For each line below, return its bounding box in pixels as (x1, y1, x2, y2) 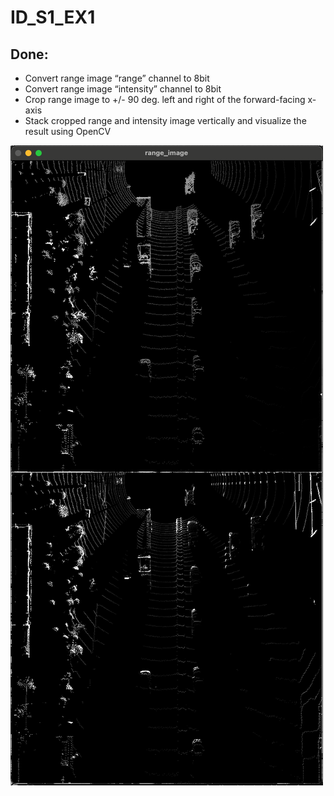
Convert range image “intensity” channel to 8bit (24, 83, 222, 95)
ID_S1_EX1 (10, 6, 96, 29)
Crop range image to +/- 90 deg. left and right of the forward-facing (24, 94, 306, 105)
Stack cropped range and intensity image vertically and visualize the (24, 115, 307, 126)
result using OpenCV (24, 126, 112, 137)
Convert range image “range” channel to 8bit (24, 72, 210, 84)
